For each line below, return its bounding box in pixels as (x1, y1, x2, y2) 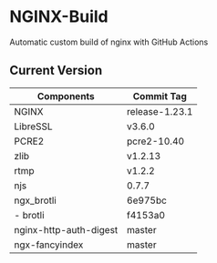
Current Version (9, 63, 103, 78)
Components (36, 89, 96, 102)
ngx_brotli (14, 194, 57, 207)
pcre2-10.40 (126, 135, 185, 147)
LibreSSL (14, 120, 53, 133)
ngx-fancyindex (14, 238, 84, 251)
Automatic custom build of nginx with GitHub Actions (9, 36, 209, 47)
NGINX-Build (9, 6, 108, 27)
